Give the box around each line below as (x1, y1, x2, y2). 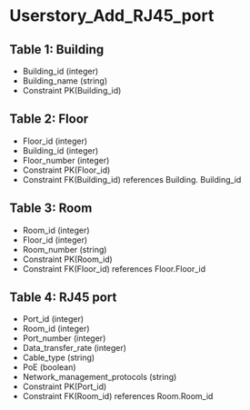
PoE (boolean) (22, 362, 76, 373)
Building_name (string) (22, 75, 108, 86)
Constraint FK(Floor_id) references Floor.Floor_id (22, 263, 206, 274)
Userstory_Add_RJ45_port (9, 5, 215, 26)
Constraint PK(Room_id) (22, 254, 114, 265)
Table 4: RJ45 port (9, 290, 117, 305)
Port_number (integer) (22, 333, 106, 344)
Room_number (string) (22, 244, 107, 255)
